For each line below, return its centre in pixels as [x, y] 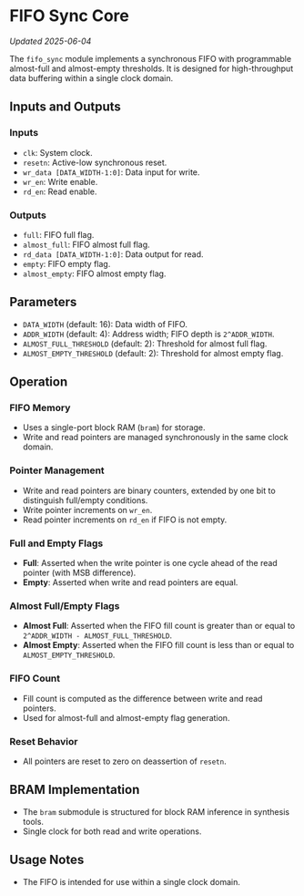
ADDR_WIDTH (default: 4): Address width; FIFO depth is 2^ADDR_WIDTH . [148, 334]
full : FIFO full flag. [58, 234]
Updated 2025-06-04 [51, 41]
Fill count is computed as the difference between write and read [142, 698]
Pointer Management [57, 470]
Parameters [43, 302]
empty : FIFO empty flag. [66, 263]
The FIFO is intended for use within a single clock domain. [132, 881]
